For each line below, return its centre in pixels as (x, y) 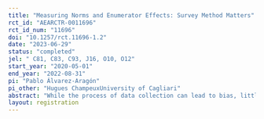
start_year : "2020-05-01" (50, 67)
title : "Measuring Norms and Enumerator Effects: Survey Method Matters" (132, 15)
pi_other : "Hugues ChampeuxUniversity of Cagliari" (94, 88)
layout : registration (44, 103)
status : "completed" (42, 52)
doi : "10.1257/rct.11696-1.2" (58, 37)
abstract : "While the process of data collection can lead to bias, (123, 96)
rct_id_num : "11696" (42, 30)
